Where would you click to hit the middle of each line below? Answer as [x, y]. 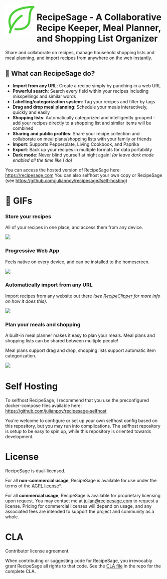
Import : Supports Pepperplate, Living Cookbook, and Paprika [76, 144]
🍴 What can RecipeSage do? [50, 73]
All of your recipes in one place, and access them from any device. [74, 228]
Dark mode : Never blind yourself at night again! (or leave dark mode [83, 155]
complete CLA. [21, 571]
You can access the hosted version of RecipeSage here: [63, 170]
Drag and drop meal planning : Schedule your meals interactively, [80, 107]
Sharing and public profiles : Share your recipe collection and [76, 133]
